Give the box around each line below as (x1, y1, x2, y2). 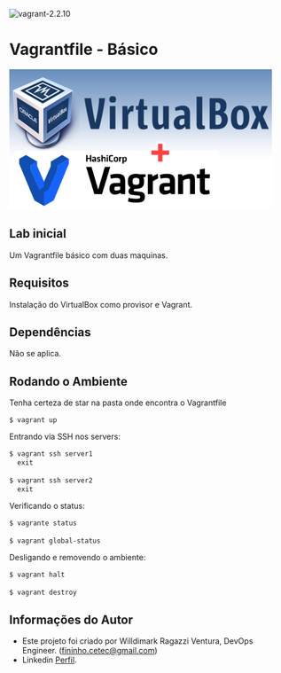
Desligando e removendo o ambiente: (9, 552, 146, 563)
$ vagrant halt (9, 570, 66, 580)
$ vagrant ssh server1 (9, 450, 93, 458)
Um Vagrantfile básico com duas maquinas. (9, 249, 168, 261)
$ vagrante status (9, 519, 77, 528)
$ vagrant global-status (9, 536, 101, 545)
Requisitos (9, 276, 69, 291)
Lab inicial (9, 226, 66, 241)
